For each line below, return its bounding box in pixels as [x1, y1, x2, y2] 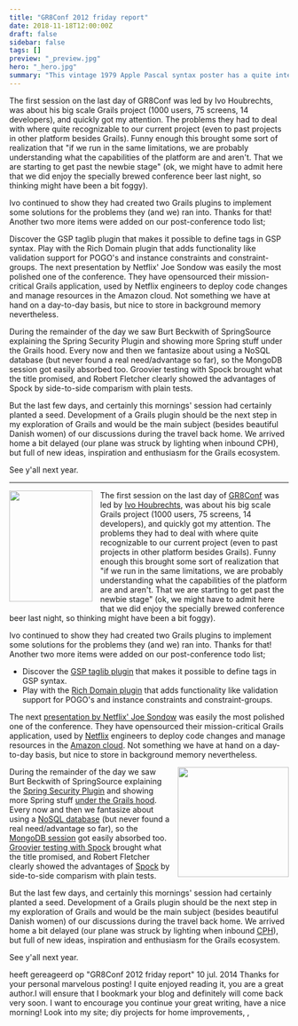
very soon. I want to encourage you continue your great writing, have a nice [9, 997, 286, 1008]
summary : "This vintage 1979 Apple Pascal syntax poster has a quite [9, 71, 272, 80]
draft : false [9, 29, 58, 38]
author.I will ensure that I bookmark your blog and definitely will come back [9, 988, 284, 998]
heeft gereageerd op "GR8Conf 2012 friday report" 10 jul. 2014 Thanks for [9, 969, 279, 980]
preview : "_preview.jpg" [9, 54, 101, 63]
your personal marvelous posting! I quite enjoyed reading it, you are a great [9, 978, 284, 989]
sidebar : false [9, 37, 66, 47]
